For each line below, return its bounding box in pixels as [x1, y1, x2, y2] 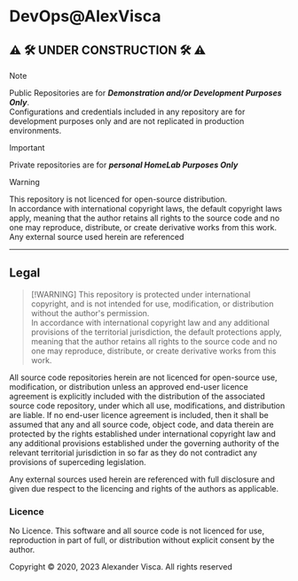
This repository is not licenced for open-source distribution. [9, 194, 228, 205]
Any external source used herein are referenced [9, 232, 184, 242]
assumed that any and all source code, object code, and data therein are [9, 419, 274, 430]
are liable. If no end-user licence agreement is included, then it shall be [9, 409, 269, 420]
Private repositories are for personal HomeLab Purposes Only [9, 159, 239, 170]
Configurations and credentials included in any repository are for [9, 106, 246, 117]
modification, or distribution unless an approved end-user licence [9, 381, 248, 391]
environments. [9, 126, 62, 136]
